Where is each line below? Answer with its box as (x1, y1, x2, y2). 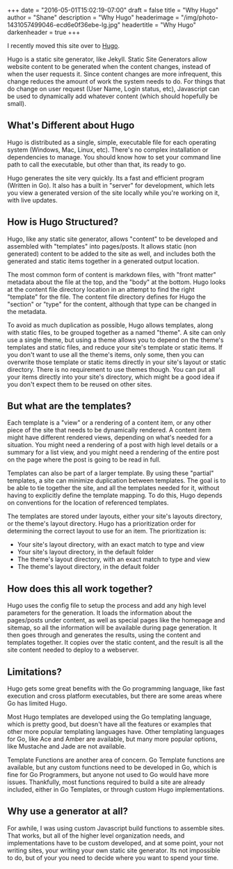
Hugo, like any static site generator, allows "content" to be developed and (7, 235, 218, 243)
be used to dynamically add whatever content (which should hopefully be (7, 92, 218, 100)
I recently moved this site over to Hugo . (7, 42, 120, 49)
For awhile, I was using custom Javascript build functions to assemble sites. (7, 824, 225, 832)
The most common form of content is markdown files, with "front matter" (7, 270, 217, 279)
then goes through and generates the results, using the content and (7, 631, 201, 639)
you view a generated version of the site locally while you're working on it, (7, 188, 220, 197)
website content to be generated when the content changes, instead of (7, 63, 211, 70)
